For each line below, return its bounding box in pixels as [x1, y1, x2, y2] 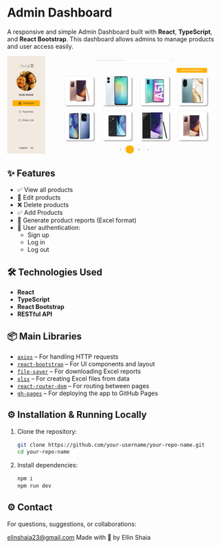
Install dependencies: [16, 461, 78, 470]
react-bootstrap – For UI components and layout [16, 359, 156, 368]
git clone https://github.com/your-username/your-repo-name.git [16, 441, 205, 448]
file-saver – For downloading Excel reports [16, 367, 141, 375]
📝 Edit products [16, 193, 61, 202]
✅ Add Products [16, 209, 63, 217]
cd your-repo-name [16, 449, 70, 456]
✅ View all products [16, 186, 73, 194]
